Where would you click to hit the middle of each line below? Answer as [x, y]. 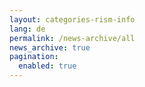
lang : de [27, 29]
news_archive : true [50, 47]
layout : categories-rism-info [72, 19]
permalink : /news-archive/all [72, 38]
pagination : [34, 57]
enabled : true [47, 66]
